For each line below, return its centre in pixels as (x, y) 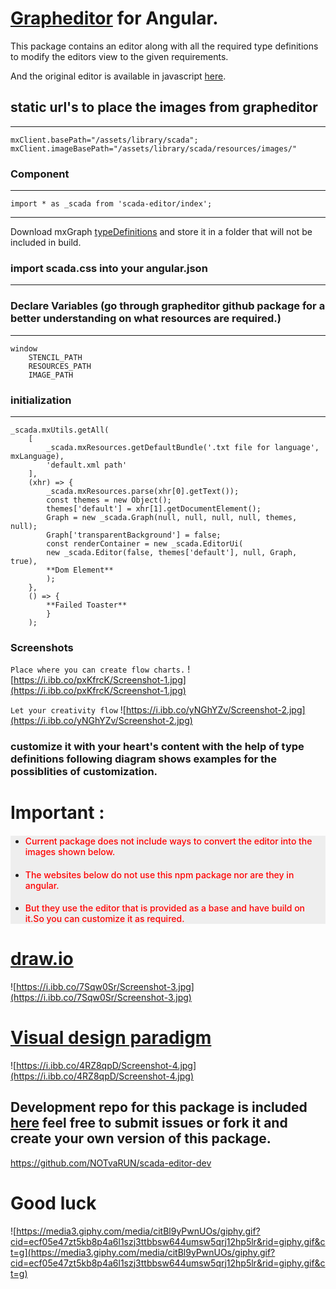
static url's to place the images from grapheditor (164, 107)
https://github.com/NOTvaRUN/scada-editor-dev (111, 1163)
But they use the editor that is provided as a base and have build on (165, 908)
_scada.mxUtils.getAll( (60, 430)
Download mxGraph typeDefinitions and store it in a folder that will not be (161, 232)
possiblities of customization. (84, 772)
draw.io (42, 959)
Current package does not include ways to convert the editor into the (168, 841)
